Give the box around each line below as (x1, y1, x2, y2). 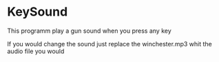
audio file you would (7, 47, 65, 55)
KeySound (7, 4, 68, 20)
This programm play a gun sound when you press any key (7, 27, 172, 35)
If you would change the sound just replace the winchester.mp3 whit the (7, 40, 212, 48)
